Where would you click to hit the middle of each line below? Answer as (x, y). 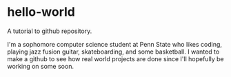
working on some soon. (41, 66)
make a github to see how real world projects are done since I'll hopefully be (115, 58)
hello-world (41, 12)
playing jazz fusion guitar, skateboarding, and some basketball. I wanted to (113, 52)
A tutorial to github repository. (50, 31)
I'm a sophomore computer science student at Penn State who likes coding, (115, 44)
